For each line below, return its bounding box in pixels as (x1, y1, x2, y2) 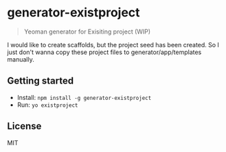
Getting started (7, 75, 74, 87)
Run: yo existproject (16, 101, 78, 109)
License (7, 121, 42, 132)
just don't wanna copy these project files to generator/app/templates (7, 48, 202, 56)
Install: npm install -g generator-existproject (16, 93, 152, 101)
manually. (7, 55, 34, 63)
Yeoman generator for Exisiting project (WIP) (23, 27, 151, 36)
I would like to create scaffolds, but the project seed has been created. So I (7, 40, 220, 49)
